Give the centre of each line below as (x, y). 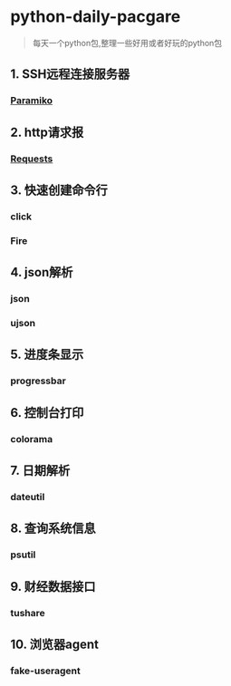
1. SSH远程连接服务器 (70, 74)
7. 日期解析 (40, 471)
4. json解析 (42, 272)
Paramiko (32, 101)
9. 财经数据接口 (53, 586)
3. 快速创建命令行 (59, 190)
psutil (23, 555)
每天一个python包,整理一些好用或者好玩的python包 (127, 43)
